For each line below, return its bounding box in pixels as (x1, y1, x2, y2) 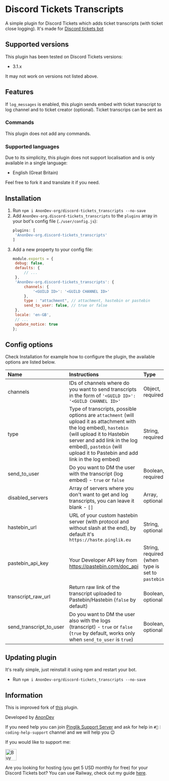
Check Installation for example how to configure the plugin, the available (5, 354, 155, 360)
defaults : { (15, 266, 40, 271)
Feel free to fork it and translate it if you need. (5, 179, 100, 186)
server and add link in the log (69, 437, 138, 444)
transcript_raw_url (8, 593, 51, 600)
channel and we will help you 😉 (49, 730, 115, 736)
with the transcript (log (69, 470, 123, 477)
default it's (69, 531, 95, 538)
